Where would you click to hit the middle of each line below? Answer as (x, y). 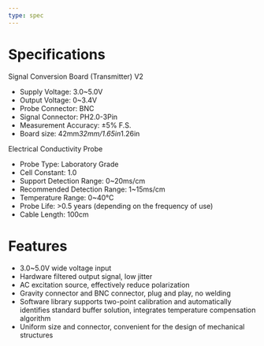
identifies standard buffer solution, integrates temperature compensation (138, 310)
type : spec (26, 15)
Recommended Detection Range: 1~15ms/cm (92, 189)
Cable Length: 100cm (54, 214)
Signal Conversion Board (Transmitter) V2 (76, 76)
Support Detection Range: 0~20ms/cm (82, 180)
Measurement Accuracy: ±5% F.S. (75, 125)
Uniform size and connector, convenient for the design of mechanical (132, 326)
